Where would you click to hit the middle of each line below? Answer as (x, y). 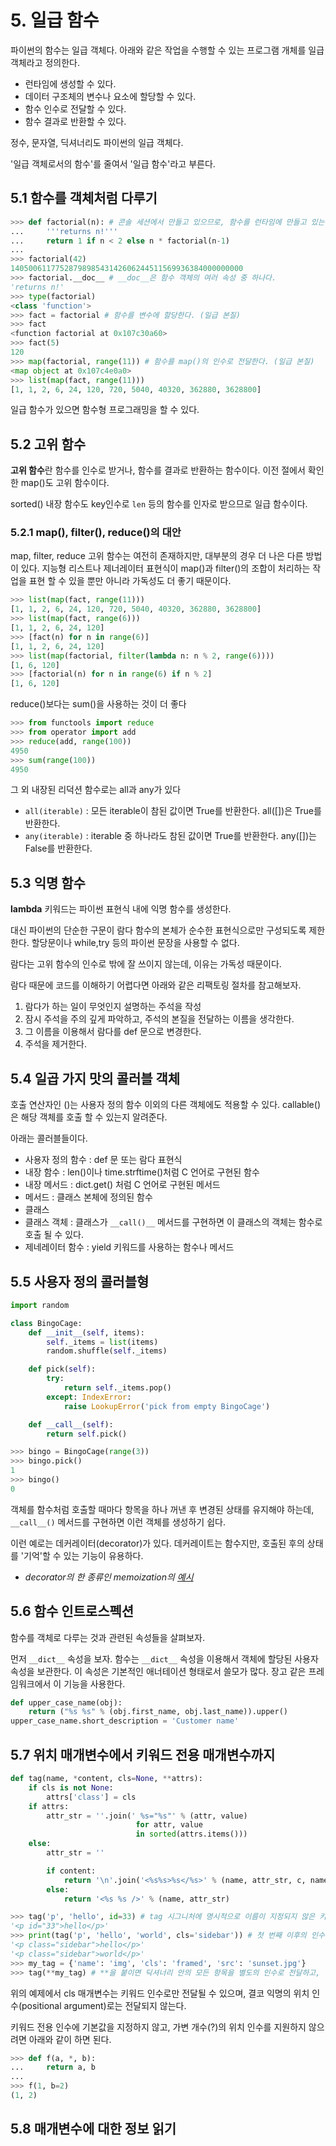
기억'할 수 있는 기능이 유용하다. (83, 1555)
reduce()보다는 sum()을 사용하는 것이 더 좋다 (98, 704)
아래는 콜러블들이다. (49, 1138)
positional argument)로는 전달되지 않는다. (104, 2005)
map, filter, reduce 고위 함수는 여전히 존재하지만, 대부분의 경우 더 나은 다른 (157, 556)
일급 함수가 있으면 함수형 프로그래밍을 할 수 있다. (105, 410)
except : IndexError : (89, 1397)
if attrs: (49, 1806)
